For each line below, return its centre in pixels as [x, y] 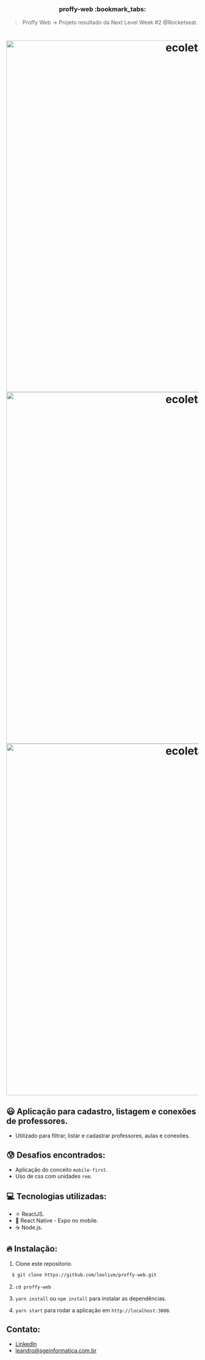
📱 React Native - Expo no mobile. [57, 1220]
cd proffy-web [33, 1287]
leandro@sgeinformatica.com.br [56, 1351]
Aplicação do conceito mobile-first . [61, 1170]
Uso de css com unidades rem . [53, 1177]
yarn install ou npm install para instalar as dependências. [91, 1298]
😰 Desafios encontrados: [56, 1155]
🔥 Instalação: [32, 1249]
